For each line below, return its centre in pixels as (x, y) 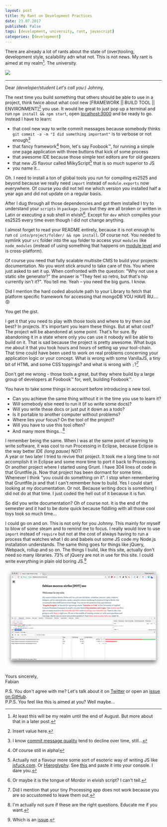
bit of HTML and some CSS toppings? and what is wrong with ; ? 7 (72, 364)
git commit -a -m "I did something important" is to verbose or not (82, 134)
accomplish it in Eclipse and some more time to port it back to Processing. (81, 462)
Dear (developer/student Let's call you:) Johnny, (55, 88)
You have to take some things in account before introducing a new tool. (78, 389)
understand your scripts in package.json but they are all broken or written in (83, 208)
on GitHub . (16, 696)
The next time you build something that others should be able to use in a (79, 97)
